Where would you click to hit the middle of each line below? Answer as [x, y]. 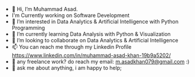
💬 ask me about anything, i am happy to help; [67, 68]
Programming [28, 28]
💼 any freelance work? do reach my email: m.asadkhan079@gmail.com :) [100, 61]
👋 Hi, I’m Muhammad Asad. [45, 9]
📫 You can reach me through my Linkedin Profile [71, 47]
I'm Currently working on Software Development [71, 15]
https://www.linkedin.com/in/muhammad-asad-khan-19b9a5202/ [91, 55]
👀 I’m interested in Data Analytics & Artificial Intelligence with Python [95, 21]
